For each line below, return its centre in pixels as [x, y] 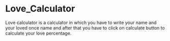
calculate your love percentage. [38, 33]
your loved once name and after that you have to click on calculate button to [85, 27]
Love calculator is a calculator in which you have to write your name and [81, 22]
